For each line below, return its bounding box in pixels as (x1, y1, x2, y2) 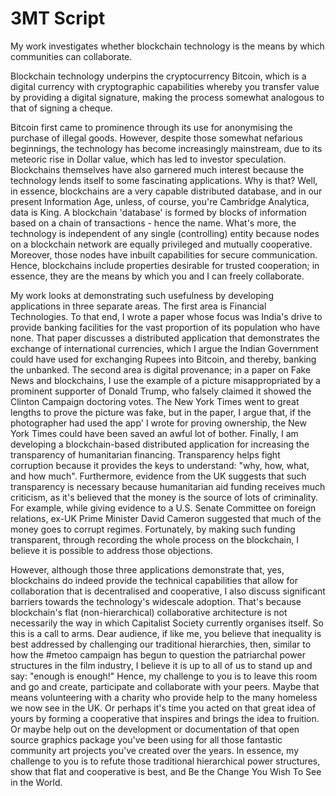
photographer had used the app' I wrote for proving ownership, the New (10, 417, 307, 429)
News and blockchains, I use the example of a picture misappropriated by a (10, 374, 321, 386)
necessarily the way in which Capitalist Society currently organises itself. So (10, 617, 324, 629)
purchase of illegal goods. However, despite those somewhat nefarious (10, 132, 303, 144)
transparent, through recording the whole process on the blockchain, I (10, 533, 300, 546)
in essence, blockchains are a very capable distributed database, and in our (10, 185, 323, 197)
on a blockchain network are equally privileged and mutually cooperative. (10, 238, 313, 250)
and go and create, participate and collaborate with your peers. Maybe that (10, 680, 320, 692)
